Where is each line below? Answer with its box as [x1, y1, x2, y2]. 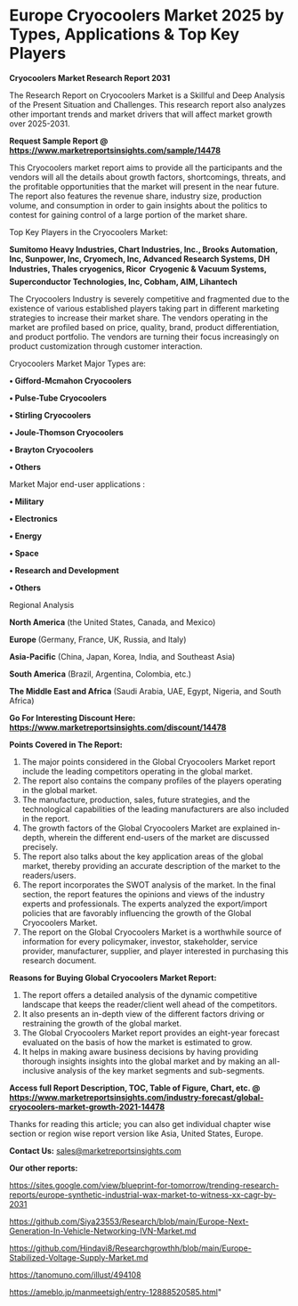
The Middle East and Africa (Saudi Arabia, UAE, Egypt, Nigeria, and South [9, 685, 282, 696]
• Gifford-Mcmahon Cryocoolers [9, 375, 132, 385]
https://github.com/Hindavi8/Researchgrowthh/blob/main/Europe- [9, 1243, 252, 1253]
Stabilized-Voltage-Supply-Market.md [9, 1252, 149, 1262]
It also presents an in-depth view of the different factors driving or [21, 1008, 265, 1019]
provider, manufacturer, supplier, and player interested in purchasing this [21, 945, 289, 956]
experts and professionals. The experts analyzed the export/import [21, 898, 268, 909]
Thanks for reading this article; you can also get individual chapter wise [9, 1118, 271, 1129]
